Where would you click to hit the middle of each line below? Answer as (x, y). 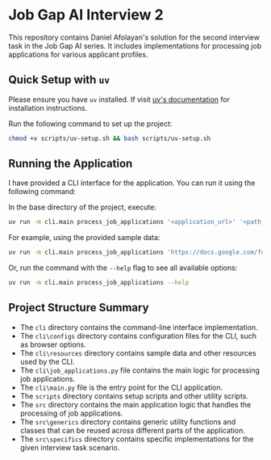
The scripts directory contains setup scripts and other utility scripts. (134, 396)
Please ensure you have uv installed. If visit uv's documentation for (119, 99)
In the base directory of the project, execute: (83, 207)
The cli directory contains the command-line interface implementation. (139, 327)
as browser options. (53, 344)
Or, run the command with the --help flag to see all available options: (123, 268)
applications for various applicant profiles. (78, 54)
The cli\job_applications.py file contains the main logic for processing (140, 370)
